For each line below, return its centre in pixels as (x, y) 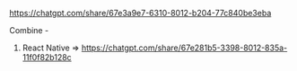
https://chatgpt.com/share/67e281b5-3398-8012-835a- (184, 48)
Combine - (29, 30)
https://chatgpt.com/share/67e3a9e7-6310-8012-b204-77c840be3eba (140, 13)
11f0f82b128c (47, 57)
